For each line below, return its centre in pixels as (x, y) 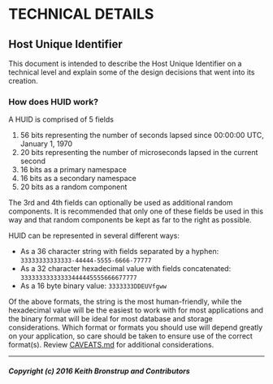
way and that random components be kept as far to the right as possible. (130, 220)
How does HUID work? (54, 101)
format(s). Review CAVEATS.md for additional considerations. (111, 345)
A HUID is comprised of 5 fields (61, 119)
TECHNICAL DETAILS (81, 14)
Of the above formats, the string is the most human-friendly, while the (125, 302)
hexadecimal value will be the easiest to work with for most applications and (136, 310)
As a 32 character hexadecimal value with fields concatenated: (126, 269)
